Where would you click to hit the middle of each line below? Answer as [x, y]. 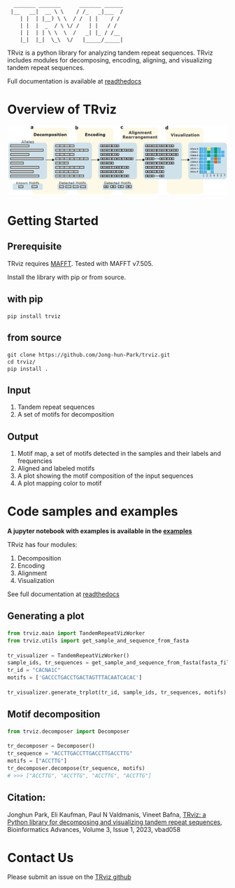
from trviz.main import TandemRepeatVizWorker [76, 633]
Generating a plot [46, 616]
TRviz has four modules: [42, 545]
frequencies [35, 461]
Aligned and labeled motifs [56, 469]
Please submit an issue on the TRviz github [69, 877]
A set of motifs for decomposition [65, 415]
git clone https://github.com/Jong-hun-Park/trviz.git [89, 355]
